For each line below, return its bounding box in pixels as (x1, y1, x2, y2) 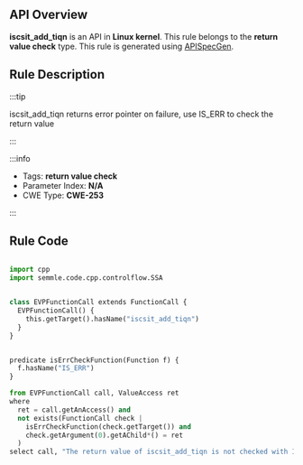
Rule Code (9, 234, 69, 249)
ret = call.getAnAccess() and (17, 405, 131, 414)
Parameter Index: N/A (22, 180, 104, 191)
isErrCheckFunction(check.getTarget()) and (25, 422, 192, 432)
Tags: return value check (22, 171, 118, 181)
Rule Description (9, 67, 106, 82)
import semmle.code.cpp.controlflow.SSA (9, 274, 164, 283)
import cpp (9, 265, 50, 274)
